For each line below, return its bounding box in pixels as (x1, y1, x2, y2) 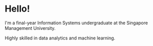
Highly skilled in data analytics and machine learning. (5, 35, 116, 41)
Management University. (5, 25, 56, 31)
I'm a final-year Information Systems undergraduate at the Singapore (5, 20, 148, 26)
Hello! (5, 3, 30, 15)
